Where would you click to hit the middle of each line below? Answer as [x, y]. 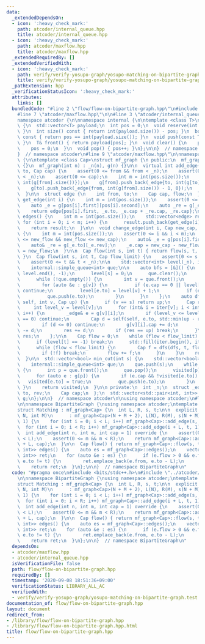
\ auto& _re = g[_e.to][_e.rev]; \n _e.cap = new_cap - [96, 245]
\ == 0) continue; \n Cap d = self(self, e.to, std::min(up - [106, 319]
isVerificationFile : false [46, 563]
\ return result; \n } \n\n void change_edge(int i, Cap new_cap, [108, 228]
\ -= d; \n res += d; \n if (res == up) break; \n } [108, 330]
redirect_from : [26, 615]
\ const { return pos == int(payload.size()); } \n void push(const [106, 137]
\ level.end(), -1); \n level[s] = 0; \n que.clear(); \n [102, 274]
